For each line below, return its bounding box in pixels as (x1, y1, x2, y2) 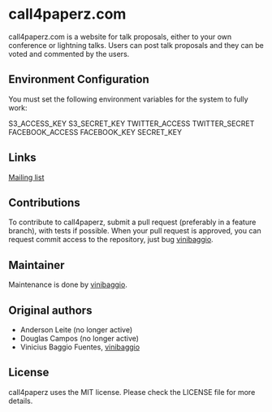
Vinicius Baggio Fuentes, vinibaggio (19, 342, 140, 352)
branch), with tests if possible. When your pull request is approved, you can (8, 226, 261, 236)
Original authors (8, 303, 93, 317)
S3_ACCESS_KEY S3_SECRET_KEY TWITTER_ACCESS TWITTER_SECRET (8, 119, 255, 128)
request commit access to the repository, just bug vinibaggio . (8, 235, 214, 245)
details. (8, 396, 33, 405)
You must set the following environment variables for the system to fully (8, 94, 249, 104)
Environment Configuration (8, 72, 149, 86)
